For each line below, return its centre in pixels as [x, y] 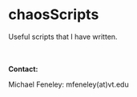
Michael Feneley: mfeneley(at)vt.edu [69, 84]
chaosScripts [54, 15]
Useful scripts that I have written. [63, 37]
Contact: [23, 68]
